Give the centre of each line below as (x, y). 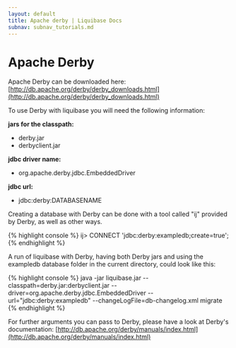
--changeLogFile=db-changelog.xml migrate (157, 301)
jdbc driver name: (35, 159)
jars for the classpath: (41, 124)
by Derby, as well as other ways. (55, 222)
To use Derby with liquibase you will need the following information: (107, 111)
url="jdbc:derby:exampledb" (49, 301)
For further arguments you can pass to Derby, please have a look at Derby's (118, 322)
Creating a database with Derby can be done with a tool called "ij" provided (118, 214)
